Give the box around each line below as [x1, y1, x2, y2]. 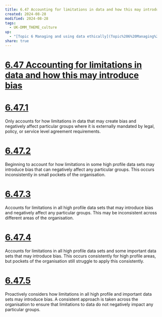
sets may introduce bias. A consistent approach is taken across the [5, 296, 138, 302]
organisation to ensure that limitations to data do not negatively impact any [5, 301, 153, 307]
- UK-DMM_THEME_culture [9, 25, 57, 30]
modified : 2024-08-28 [5, 16, 49, 21]
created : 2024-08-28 [5, 12, 47, 16]
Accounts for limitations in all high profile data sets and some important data [5, 248, 157, 254]
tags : [5, 20, 16, 26]
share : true [5, 39, 29, 44]
